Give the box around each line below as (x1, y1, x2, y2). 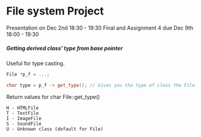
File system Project (6, 4, 104, 18)
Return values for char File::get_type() (6, 93, 100, 100)
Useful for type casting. (6, 59, 65, 67)
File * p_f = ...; (6, 71, 50, 77)
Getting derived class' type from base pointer (6, 44, 123, 52)
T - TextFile (6, 110, 39, 116)
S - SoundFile (6, 121, 42, 127)
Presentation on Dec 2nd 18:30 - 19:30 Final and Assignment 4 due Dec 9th (6, 24, 194, 31)
